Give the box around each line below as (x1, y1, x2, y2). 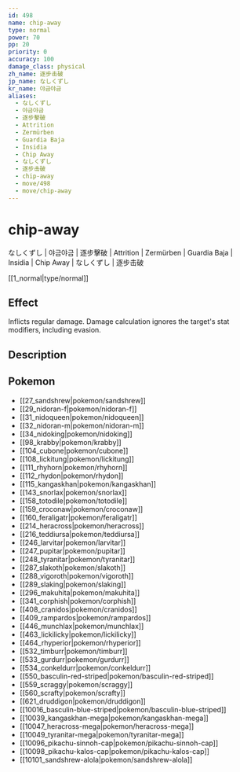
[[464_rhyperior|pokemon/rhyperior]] (19, 638, 141, 647)
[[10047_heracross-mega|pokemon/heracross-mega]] (19, 721, 195, 731)
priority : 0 (8, 48, 47, 56)
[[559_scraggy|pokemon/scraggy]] (19, 679, 133, 689)
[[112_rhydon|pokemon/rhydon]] (19, 471, 124, 480)
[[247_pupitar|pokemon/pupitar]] (19, 546, 125, 555)
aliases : (8, 92, 37, 100)
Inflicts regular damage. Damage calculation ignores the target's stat (8, 317, 230, 326)
